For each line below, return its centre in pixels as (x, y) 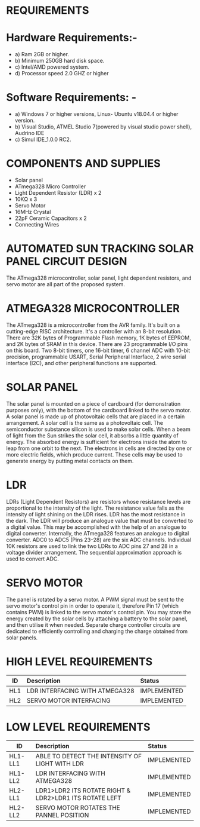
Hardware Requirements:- (72, 38)
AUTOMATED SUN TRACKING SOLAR (100, 249)
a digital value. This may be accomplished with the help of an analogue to (96, 527)
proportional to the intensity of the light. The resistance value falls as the (95, 508)
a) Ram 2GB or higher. (42, 54)
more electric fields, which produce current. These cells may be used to (94, 454)
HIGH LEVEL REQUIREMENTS (79, 661)
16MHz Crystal (33, 212)
